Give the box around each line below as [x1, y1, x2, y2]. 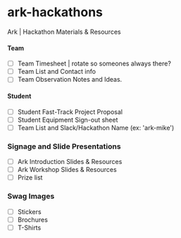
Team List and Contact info [17, 68, 96, 76]
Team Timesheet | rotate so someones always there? [17, 59, 171, 68]
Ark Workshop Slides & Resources [17, 165, 118, 174]
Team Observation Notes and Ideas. [17, 75, 123, 84]
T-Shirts [17, 223, 42, 232]
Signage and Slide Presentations [7, 142, 121, 151]
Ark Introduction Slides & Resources [17, 158, 123, 166]
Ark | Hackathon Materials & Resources [7, 27, 121, 36]
